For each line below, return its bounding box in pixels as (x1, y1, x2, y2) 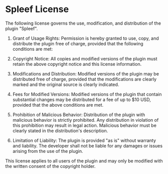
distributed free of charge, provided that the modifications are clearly (12, 76, 157, 82)
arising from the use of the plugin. (12, 148, 83, 154)
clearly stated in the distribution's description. (12, 127, 108, 134)
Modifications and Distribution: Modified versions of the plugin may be (12, 70, 159, 76)
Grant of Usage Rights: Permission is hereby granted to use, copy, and (12, 35, 159, 41)
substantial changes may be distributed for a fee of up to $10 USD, (12, 97, 151, 103)
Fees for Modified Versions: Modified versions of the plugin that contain (12, 91, 162, 97)
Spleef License (5, 4, 69, 15)
